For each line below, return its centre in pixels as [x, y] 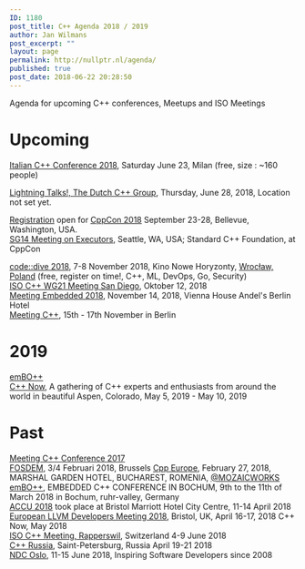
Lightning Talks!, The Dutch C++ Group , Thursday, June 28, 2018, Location [150, 192]
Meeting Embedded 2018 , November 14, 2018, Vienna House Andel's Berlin [150, 295]
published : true [40, 69]
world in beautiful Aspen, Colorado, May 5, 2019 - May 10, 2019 [128, 396]
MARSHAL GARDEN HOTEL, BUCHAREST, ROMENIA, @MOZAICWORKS [145, 477]
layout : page [34, 52]
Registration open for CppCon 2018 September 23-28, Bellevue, [130, 219]
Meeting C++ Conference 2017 [67, 458]
